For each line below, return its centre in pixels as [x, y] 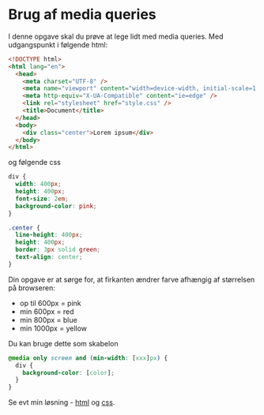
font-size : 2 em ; [42, 199]
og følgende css [34, 163]
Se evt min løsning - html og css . [62, 402]
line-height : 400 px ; [49, 235]
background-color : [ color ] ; [68, 372]
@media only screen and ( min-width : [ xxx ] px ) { [88, 358]
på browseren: [32, 288]
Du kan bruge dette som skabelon [63, 343]
